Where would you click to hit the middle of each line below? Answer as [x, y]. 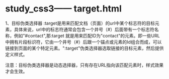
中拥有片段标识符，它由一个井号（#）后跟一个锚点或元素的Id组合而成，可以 [83, 42]
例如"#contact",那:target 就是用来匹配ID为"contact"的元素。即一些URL [87, 35]
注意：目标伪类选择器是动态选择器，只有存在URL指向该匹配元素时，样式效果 [84, 65]
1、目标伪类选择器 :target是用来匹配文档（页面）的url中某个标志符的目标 [80, 23]
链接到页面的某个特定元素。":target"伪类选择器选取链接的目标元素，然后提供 [84, 48]
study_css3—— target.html [63, 9]
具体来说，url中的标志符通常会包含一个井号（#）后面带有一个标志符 [84, 29]
